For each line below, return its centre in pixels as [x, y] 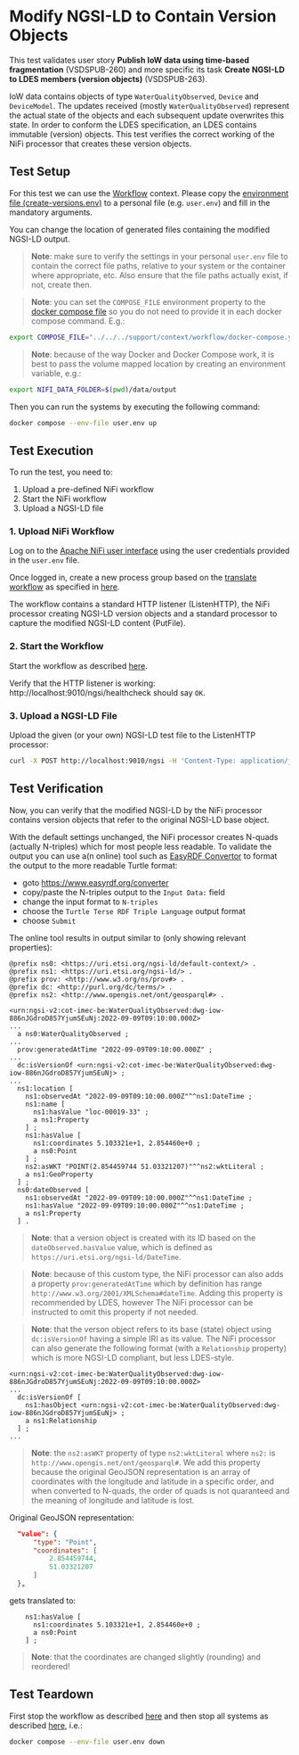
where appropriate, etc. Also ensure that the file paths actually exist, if [160, 275]
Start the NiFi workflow [64, 499]
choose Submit [49, 920]
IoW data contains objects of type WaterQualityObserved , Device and [134, 96]
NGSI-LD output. [40, 239]
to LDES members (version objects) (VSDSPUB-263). [108, 78]
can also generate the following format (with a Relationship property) [159, 1347]
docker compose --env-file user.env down [87, 1742]
